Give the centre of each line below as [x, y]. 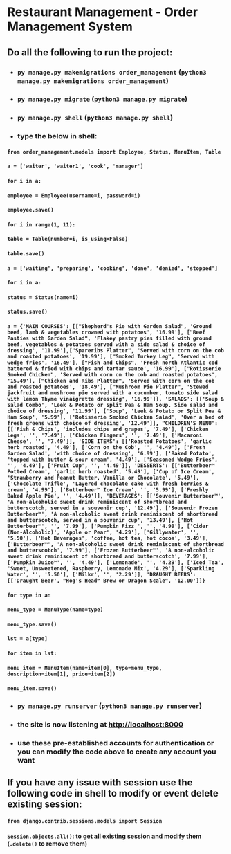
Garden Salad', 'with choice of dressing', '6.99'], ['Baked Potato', [111, 453]
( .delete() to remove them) [47, 844]
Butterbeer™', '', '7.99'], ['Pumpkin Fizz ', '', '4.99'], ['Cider [108, 526]
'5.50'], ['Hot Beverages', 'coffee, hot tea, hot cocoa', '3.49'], [108, 538]
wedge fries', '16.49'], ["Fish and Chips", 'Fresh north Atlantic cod [112, 363]
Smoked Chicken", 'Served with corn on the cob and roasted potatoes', [112, 374]
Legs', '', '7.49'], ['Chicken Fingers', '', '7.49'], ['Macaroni [105, 435]
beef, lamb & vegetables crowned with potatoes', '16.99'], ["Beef [107, 332]
